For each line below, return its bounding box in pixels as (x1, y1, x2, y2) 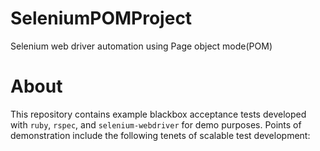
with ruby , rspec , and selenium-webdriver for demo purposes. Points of (10, 118, 302, 131)
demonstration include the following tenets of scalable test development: (10, 129, 311, 141)
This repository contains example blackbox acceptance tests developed (10, 108, 307, 120)
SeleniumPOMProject (10, 7, 193, 30)
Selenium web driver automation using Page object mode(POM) (10, 40, 273, 52)
